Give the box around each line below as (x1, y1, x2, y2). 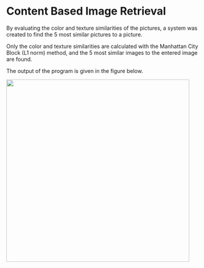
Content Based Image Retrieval (6, 4, 166, 18)
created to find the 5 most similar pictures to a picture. (6, 30, 143, 38)
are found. (6, 55, 32, 63)
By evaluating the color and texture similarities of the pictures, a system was (6, 24, 198, 32)
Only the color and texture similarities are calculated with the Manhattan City (6, 43, 199, 50)
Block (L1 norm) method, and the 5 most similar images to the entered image (6, 49, 198, 56)
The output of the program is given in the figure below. (6, 67, 143, 74)
